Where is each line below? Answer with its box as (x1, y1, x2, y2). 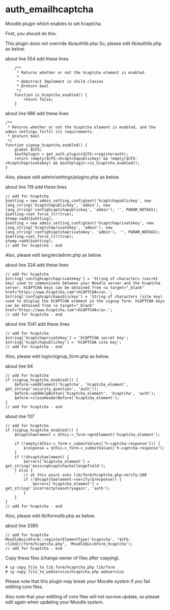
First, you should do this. (5, 30, 57, 36)
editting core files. (5, 583, 43, 590)
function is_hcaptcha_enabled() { (14, 92, 88, 98)
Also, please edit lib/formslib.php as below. (5, 512, 96, 518)
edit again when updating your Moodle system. (5, 599, 104, 605)
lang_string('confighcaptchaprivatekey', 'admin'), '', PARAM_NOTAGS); (5, 229, 160, 235)
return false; (23, 97, 53, 102)
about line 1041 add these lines (5, 321, 70, 327)
